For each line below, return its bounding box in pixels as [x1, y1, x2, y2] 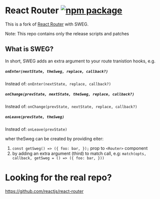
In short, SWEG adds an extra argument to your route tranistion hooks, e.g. [5, 58, 156, 64]
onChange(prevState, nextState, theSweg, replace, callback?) [5, 92, 135, 97]
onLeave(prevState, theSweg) [5, 114, 65, 120]
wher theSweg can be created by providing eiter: [5, 136, 104, 142]
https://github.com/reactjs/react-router [5, 188, 84, 194]
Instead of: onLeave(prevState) [5, 126, 68, 132]
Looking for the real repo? [5, 172, 112, 183]
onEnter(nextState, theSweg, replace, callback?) [5, 69, 109, 74]
